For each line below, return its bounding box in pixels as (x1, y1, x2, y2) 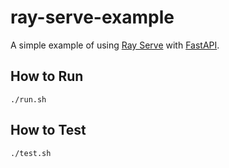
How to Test (10, 122, 87, 139)
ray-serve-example (10, 6, 175, 29)
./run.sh (10, 94, 47, 105)
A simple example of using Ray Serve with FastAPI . (10, 39, 220, 51)
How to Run (10, 68, 84, 85)
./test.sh (10, 148, 52, 158)
